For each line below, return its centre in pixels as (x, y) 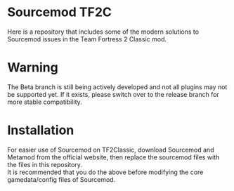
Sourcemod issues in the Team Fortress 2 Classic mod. (87, 39)
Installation (41, 130)
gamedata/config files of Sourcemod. (61, 179)
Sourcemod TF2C (60, 12)
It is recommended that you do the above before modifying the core (105, 172)
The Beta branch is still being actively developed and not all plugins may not (117, 87)
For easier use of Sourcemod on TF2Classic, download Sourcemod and (111, 150)
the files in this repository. (45, 164)
